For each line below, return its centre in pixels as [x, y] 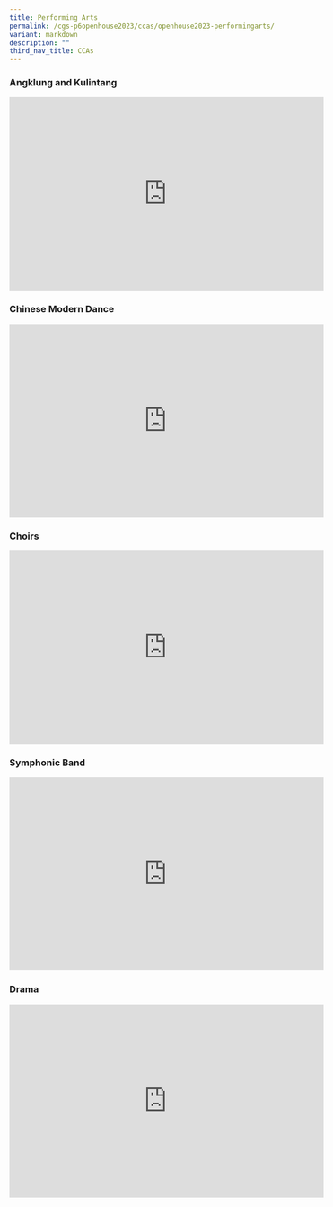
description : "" [39, 43]
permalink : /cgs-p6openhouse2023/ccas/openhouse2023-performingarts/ [142, 26]
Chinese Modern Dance [62, 309]
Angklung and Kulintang [63, 83]
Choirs [24, 536]
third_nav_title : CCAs [52, 51]
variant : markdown [44, 34]
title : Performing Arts [54, 18]
